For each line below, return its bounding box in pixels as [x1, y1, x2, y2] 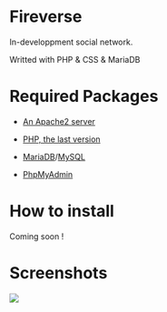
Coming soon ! [9, 230, 64, 242]
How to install [9, 201, 115, 222]
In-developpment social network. [9, 36, 133, 47]
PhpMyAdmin [22, 168, 74, 179]
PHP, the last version [22, 134, 102, 145]
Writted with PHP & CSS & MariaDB [9, 54, 141, 65]
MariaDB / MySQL [22, 151, 86, 162]
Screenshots [9, 263, 108, 283]
